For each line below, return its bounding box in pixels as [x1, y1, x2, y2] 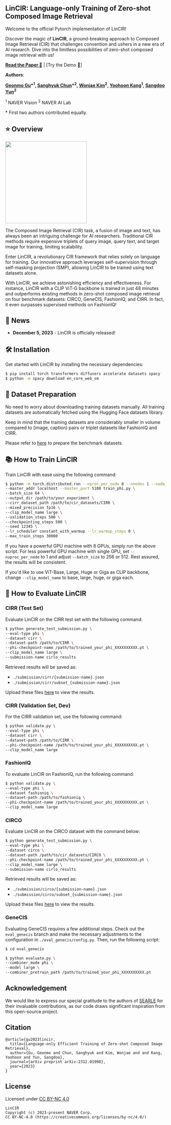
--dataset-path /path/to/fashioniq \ [5, 795, 85, 800]
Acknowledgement [5, 984, 67, 993]
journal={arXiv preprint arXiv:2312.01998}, [10, 1059, 106, 1064]
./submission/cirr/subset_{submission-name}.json [12, 680, 121, 685]
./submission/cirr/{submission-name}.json [12, 674, 104, 680]
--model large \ [5, 965, 40, 971]
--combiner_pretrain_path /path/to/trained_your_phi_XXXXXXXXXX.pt [5, 970, 152, 975]
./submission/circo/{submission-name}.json [12, 887, 107, 892]
